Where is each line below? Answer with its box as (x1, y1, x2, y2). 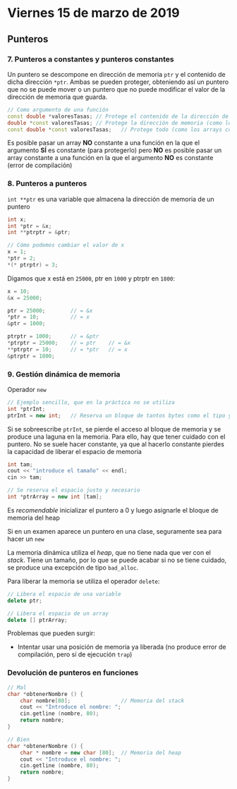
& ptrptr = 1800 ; (7, 353, 55, 360)
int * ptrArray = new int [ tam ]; (7, 494, 102, 501)
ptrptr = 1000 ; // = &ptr (7, 333, 99, 340)
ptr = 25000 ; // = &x (7, 307, 93, 314)
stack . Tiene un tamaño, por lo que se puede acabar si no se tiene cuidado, (7, 556, 227, 564)
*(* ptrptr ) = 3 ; (7, 261, 59, 269)
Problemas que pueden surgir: (7, 629, 95, 637)
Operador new (7, 385, 47, 393)
